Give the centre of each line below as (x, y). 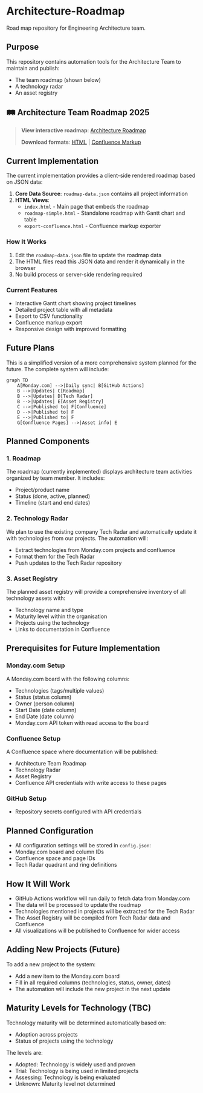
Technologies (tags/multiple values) (60, 690)
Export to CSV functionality (49, 316)
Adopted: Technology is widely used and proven (75, 1064)
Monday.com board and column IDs (60, 852)
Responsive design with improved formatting (71, 329)
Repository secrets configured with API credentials (78, 812)
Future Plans (31, 348)
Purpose (23, 47)
